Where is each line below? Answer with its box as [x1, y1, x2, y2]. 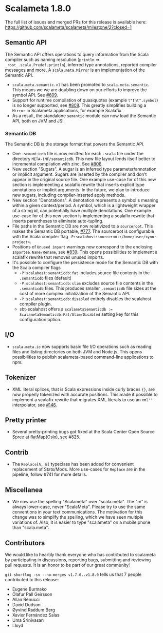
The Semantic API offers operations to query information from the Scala [5, 51, 149, 57]
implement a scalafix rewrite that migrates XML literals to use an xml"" [12, 396, 153, 403]
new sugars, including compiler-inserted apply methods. [12, 192, 126, 198]
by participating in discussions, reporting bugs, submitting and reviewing [5, 557, 151, 563]
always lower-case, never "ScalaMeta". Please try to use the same [12, 504, 145, 510]
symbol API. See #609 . [12, 92, 58, 98]
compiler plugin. [19, 301, 52, 307]
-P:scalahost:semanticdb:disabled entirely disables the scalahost [19, 296, 152, 302]
